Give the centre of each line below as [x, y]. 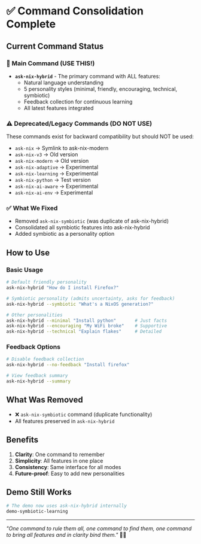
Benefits [22, 440]
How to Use [28, 253]
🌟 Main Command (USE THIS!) [51, 63]
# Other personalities [34, 315]
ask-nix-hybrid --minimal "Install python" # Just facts [87, 320]
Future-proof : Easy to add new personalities [70, 473]
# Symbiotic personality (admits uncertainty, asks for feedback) [91, 298]
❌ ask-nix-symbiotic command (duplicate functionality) [83, 414]
